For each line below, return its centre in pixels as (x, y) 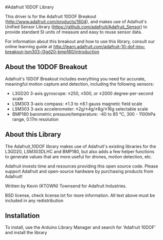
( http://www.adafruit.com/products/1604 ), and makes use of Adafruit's (76, 22)
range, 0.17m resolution (35, 119)
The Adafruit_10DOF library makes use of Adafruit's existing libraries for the (81, 146)
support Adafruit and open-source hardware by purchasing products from (79, 171)
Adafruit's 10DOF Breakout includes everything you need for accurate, (75, 79)
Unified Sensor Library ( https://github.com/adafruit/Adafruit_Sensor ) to (76, 27)
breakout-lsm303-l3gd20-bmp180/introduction (52, 52)
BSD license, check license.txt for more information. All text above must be (80, 195)
